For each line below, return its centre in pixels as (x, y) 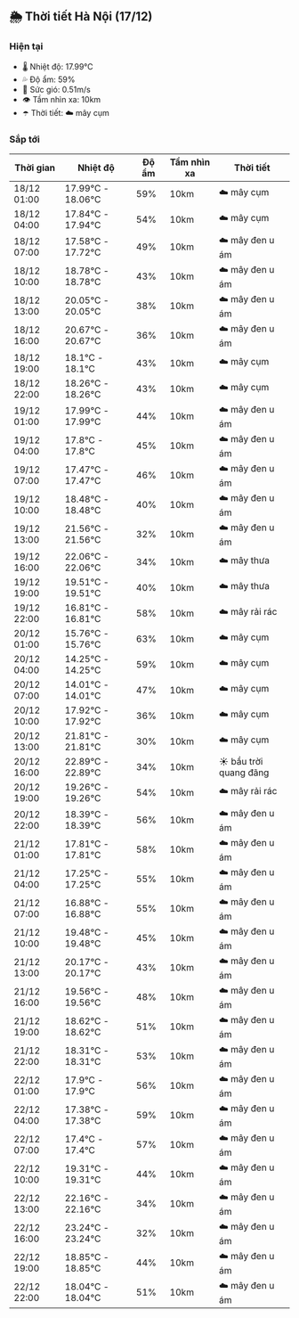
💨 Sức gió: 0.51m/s (56, 89)
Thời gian (35, 168)
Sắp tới (24, 139)
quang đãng (244, 773)
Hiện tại (26, 46)
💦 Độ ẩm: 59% (48, 79)
